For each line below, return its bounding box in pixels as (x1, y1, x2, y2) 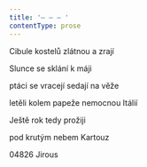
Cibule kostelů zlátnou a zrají (9, 45, 115, 56)
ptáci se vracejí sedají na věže (9, 80, 120, 91)
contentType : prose (9, 21, 81, 30)
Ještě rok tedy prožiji (9, 115, 86, 125)
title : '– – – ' (9, 12, 69, 22)
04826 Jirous (9, 148, 59, 160)
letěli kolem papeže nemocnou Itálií (9, 97, 138, 107)
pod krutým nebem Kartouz (9, 131, 110, 142)
